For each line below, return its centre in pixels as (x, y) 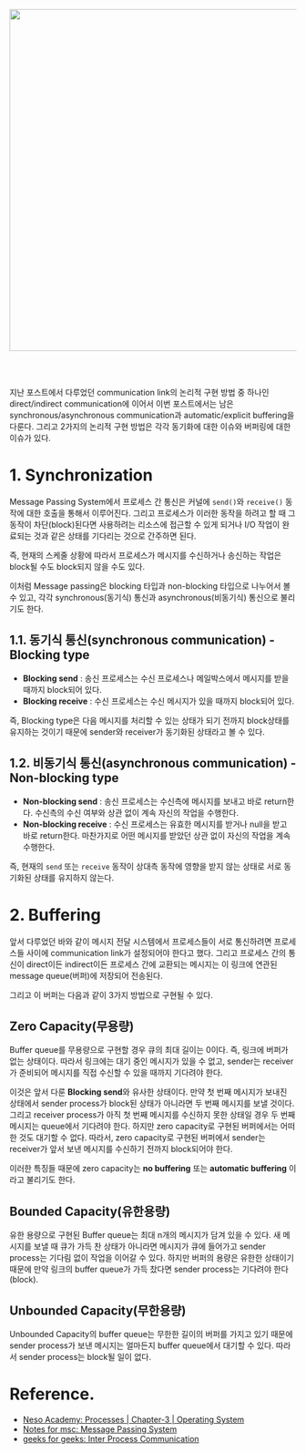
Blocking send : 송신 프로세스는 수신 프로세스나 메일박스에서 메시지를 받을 (156, 678)
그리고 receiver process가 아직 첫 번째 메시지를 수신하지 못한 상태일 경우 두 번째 (153, 1115)
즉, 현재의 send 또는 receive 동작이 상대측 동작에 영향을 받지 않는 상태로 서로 (146, 866)
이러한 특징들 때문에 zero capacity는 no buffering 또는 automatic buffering (148, 1169)
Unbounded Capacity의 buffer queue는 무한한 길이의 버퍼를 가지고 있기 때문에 (151, 1334)
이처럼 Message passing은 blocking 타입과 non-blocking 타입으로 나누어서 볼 (150, 586)
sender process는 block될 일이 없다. (85, 1356)
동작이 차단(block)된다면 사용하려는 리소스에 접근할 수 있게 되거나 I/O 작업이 (145, 524)
